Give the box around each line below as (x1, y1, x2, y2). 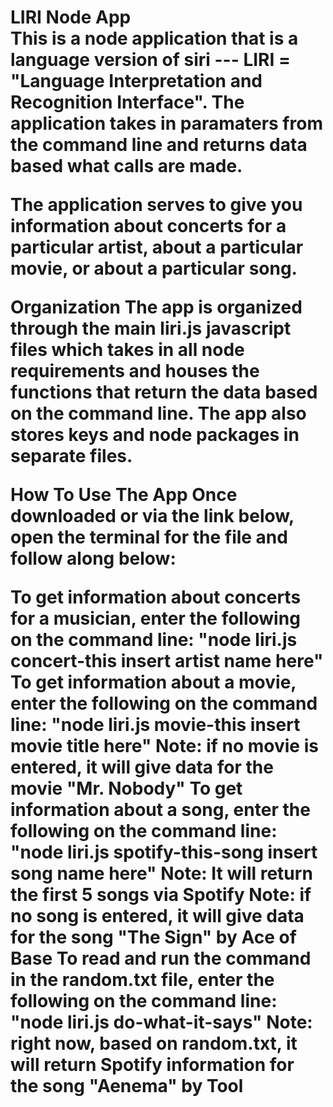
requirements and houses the (10, 360, 260, 383)
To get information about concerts (10, 586, 302, 609)
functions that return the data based (10, 381, 318, 404)
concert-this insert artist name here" (10, 650, 324, 673)
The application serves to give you (10, 194, 303, 216)
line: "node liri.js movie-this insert (10, 714, 301, 736)
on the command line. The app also (10, 402, 307, 425)
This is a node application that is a (10, 27, 299, 50)
